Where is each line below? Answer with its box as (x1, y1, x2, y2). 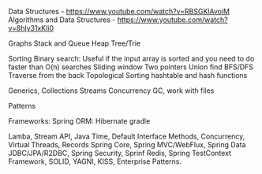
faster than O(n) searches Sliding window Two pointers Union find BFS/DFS (8, 62, 254, 72)
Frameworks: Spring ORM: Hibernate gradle (8, 117, 151, 125)
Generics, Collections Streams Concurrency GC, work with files (8, 86, 215, 95)
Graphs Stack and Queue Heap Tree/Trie (8, 39, 140, 48)
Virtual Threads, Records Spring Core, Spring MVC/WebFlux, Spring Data (8, 140, 246, 149)
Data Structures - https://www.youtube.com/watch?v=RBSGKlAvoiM (8, 7, 230, 16)
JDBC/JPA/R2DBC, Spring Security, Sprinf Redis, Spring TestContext (8, 149, 231, 157)
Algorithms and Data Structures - (8, 15, 116, 24)
